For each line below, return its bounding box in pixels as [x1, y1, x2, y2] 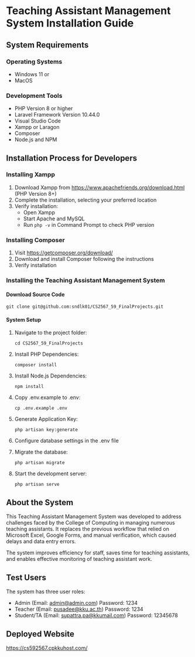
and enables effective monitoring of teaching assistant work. [6, 556, 152, 563]
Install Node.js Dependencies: [14, 372, 87, 379]
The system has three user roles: [6, 588, 85, 595]
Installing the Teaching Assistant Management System [6, 277, 165, 285]
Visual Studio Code [14, 117, 61, 124]
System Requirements [6, 40, 89, 50]
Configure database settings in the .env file [14, 437, 119, 444]
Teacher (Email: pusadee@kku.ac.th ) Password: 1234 [14, 605, 143, 613]
